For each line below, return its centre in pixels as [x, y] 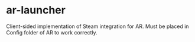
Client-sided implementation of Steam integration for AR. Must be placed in [97, 26]
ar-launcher [36, 10]
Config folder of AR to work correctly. [52, 32]
